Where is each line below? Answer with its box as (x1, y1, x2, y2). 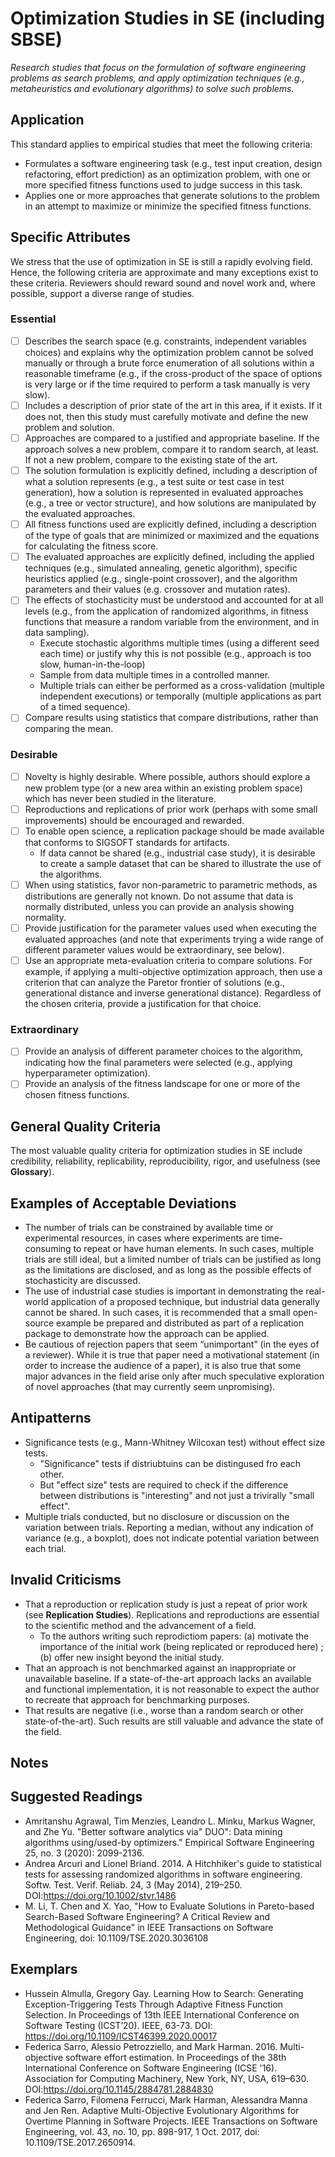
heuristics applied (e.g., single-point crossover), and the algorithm (24, 573, 298, 585)
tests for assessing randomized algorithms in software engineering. (24, 1868, 303, 1880)
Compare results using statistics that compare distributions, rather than (24, 712, 319, 724)
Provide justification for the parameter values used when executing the (24, 922, 317, 934)
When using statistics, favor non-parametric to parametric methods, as (24, 878, 318, 891)
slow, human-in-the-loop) (39, 658, 146, 671)
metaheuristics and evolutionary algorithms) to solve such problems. (10, 82, 295, 94)
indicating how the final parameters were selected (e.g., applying (24, 1057, 293, 1069)
